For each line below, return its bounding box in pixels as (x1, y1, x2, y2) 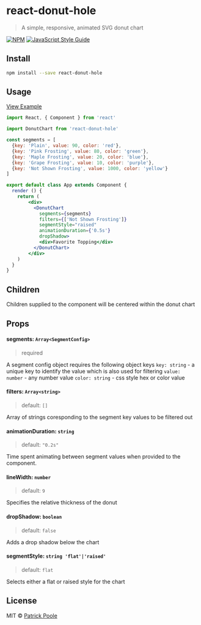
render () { (12, 188, 43, 194)
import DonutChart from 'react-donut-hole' (6, 126, 119, 132)
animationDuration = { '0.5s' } (38, 228, 111, 234)
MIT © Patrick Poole (6, 612, 58, 619)
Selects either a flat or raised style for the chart (6, 578, 125, 585)
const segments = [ (6, 137, 56, 143)
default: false (21, 526, 56, 534)
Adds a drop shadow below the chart (6, 538, 100, 545)
